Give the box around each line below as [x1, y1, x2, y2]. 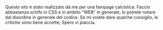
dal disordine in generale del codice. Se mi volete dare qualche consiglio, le [5, 15, 159, 20]
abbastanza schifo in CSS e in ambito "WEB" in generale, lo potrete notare [5, 9, 156, 15]
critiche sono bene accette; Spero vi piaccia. [5, 19, 96, 25]
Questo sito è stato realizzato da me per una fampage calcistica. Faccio [5, 4, 150, 10]
